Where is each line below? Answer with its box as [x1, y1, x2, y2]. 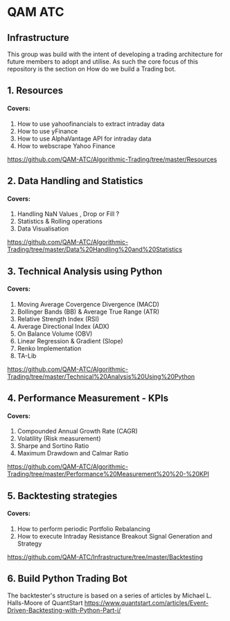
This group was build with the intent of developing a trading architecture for [7, 50, 223, 58]
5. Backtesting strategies [7, 489, 118, 502]
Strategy [17, 539, 42, 548]
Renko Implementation [17, 344, 82, 352]
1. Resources [7, 84, 64, 97]
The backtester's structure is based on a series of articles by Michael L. [7, 591, 212, 600]
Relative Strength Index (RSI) [17, 314, 100, 323]
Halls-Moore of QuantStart [7, 598, 83, 606]
